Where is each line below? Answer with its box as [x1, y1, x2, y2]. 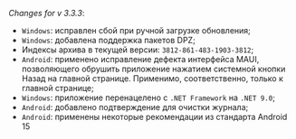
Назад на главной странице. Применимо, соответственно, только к [21, 73, 284, 84]
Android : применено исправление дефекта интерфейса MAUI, [21, 54, 260, 64]
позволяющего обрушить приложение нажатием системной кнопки [21, 63, 286, 74]
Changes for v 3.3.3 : [8, 8, 85, 18]
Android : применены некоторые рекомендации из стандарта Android [21, 112, 288, 122]
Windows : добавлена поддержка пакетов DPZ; [21, 35, 196, 45]
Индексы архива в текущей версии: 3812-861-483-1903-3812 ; [21, 44, 254, 55]
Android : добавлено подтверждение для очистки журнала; [21, 102, 249, 112]
